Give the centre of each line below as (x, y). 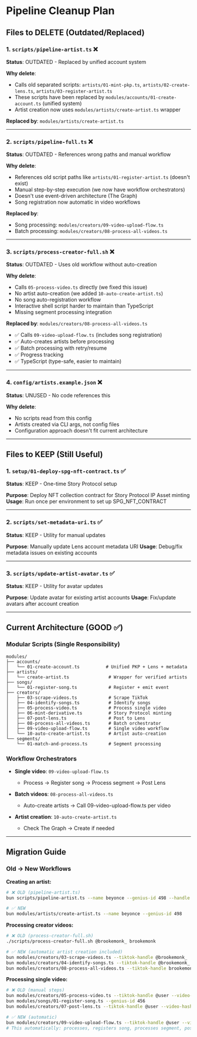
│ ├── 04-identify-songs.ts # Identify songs (78, 702)
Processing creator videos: (40, 925)
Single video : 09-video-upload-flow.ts (62, 771)
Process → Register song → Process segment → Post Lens (94, 783)
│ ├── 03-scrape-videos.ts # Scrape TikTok (77, 697)
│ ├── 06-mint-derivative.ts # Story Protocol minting (89, 713)
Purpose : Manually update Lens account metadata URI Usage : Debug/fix (94, 546)
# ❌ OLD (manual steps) (35, 990)
